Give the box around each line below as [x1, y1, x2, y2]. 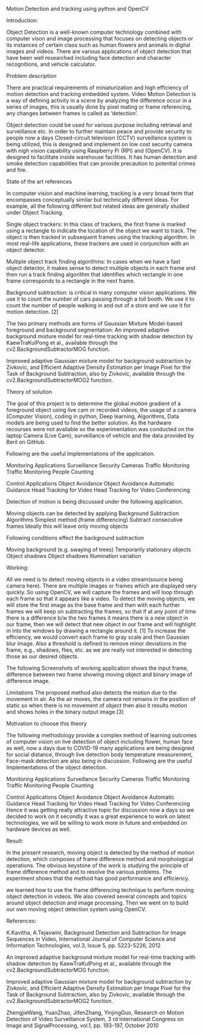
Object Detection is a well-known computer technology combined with [6, 28, 182, 36]
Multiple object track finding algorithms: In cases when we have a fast [6, 258, 181, 265]
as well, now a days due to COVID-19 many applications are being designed [6, 745, 195, 751]
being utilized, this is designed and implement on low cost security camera [6, 141, 192, 147]
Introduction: [6, 17, 38, 24]
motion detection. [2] [6, 308, 59, 315]
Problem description [6, 72, 57, 79]
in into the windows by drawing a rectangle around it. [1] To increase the [6, 627, 186, 634]
